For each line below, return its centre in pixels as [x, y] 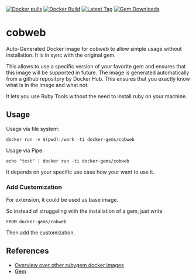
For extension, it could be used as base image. [62, 200]
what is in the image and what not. [47, 85]
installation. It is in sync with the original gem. [61, 55]
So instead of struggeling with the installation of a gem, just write [84, 211]
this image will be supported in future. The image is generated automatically [98, 72]
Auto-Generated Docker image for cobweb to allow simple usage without [94, 49]
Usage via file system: [33, 129]
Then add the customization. [41, 233]
